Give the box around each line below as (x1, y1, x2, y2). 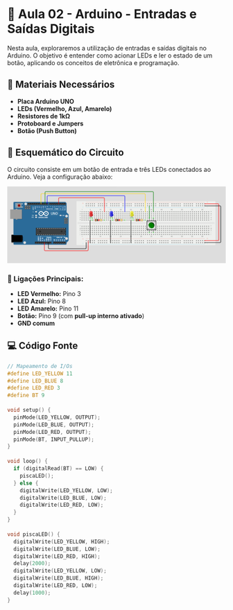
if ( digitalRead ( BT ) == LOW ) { (13, 465, 104, 472)
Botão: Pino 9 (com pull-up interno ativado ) (17, 312, 145, 320)
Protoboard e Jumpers (17, 119, 84, 128)
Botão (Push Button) (17, 126, 78, 134)
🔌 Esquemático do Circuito (7, 147, 124, 159)
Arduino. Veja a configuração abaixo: (7, 173, 113, 181)
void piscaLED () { (7, 530, 60, 538)
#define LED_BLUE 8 (7, 377, 64, 384)
